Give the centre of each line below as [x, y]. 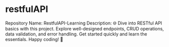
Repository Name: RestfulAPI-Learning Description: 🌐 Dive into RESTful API [84, 23]
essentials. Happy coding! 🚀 [34, 39]
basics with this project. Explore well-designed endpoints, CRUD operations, [84, 28]
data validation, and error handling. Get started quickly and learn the [76, 34]
